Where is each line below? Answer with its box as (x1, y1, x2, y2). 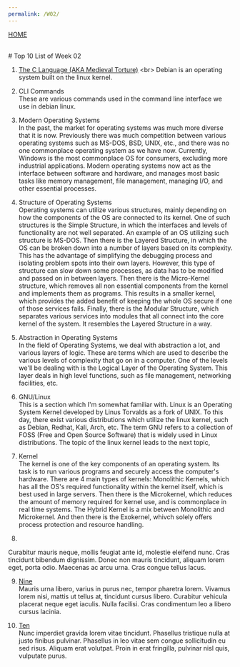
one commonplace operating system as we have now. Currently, (18, 146, 208, 154)
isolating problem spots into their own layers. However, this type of (18, 259, 216, 267)
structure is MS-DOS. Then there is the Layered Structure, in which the (18, 236, 227, 244)
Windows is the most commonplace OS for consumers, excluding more (18, 154, 228, 162)
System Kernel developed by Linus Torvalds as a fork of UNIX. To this (18, 408, 224, 416)
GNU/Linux (18, 392, 51, 401)
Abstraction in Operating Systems (18, 333, 119, 341)
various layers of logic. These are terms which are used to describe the (18, 348, 229, 357)
